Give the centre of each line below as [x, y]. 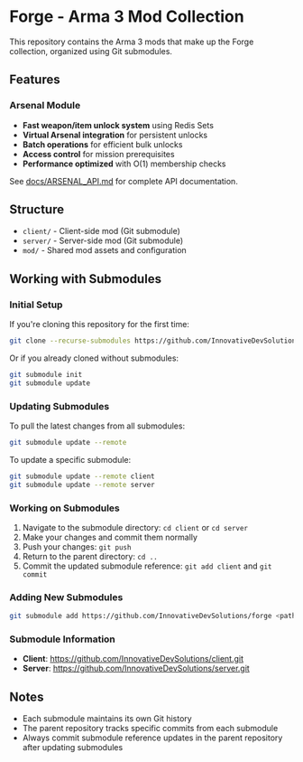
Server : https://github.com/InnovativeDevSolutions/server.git [136, 668]
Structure [37, 210]
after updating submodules [73, 748]
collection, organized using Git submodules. [91, 51]
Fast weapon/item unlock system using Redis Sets [118, 125]
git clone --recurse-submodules [70, 341]
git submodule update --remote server [82, 484]
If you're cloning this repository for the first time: [99, 325]
